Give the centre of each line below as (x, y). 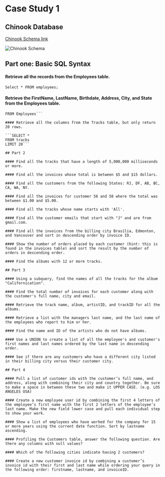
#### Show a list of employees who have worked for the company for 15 (80, 422)
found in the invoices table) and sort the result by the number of (77, 248)
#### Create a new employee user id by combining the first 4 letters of (83, 400)
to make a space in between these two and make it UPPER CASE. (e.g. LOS (83, 387)
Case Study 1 (32, 9)
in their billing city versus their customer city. (59, 361)
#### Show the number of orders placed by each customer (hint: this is (82, 244)
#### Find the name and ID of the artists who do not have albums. (76, 331)
